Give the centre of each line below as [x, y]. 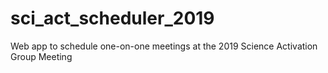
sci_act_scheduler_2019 [112, 18]
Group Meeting [41, 56]
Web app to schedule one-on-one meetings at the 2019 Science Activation [164, 46]
